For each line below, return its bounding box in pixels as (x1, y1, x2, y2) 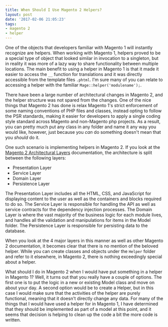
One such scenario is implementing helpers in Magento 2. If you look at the (5, 144, 160, 150)
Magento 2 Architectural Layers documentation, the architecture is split (5, 149, 152, 155)
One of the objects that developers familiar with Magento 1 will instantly (5, 45, 153, 50)
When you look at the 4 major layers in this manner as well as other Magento (5, 237, 163, 243)
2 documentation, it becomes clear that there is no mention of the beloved (5, 243, 159, 249)
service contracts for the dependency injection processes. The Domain (5, 207, 152, 212)
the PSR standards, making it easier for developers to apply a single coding (5, 113, 160, 119)
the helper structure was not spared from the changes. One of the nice (5, 97, 151, 103)
